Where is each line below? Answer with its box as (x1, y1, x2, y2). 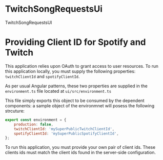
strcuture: (5, 108, 25, 114)
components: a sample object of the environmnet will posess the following (5, 102, 155, 108)
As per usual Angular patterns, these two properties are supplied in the (5, 83, 148, 89)
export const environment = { (5, 117, 67, 122)
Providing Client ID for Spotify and (5, 37, 146, 48)
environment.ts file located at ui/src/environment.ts (5, 88, 111, 94)
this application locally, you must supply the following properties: (5, 68, 136, 74)
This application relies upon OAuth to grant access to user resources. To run (5, 63, 159, 69)
